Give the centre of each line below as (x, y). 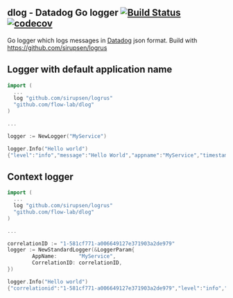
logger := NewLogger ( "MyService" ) (57, 136)
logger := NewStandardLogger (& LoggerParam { (71, 250)
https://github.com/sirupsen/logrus (57, 47)
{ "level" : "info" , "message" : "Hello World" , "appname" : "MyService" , (103, 155)
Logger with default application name (90, 70)
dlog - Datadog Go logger (63, 13)
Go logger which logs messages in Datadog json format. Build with (102, 40)
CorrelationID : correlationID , (77, 263)
